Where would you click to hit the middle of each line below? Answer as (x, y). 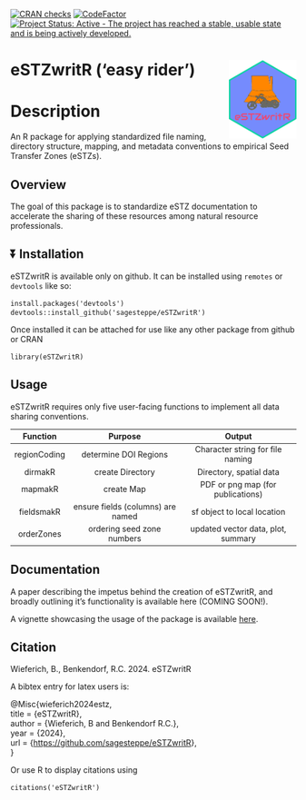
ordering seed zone (125, 529)
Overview (39, 185)
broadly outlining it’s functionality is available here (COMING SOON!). (139, 601)
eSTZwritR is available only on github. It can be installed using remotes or (147, 276)
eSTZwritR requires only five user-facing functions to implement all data (145, 406)
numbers (125, 538)
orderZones (39, 533)
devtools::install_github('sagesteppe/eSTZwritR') (108, 312)
